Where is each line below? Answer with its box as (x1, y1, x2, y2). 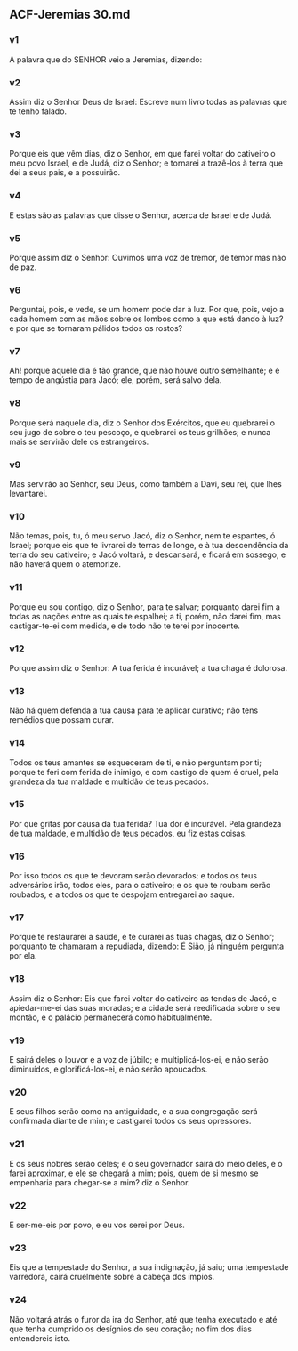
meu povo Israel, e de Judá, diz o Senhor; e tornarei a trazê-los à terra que (9, 158, 283, 168)
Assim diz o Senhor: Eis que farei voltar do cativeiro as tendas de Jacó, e (9, 992, 278, 1004)
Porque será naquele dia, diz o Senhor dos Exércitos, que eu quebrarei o (9, 417, 276, 428)
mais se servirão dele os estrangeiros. (9, 436, 149, 447)
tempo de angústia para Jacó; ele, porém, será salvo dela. (9, 375, 222, 385)
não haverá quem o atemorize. (9, 559, 122, 570)
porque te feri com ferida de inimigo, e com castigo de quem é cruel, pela (9, 766, 279, 777)
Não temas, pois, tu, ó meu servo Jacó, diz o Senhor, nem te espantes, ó (9, 530, 276, 541)
